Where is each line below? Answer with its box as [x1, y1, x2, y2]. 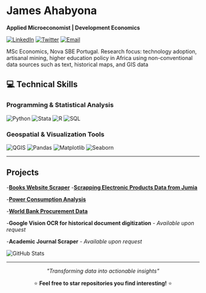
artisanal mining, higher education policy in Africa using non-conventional [6, 54, 193, 61]
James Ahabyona [6, 4, 97, 18]
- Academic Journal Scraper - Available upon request [6, 237, 142, 245]
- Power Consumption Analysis [6, 196, 86, 203]
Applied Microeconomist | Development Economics [6, 24, 140, 31]
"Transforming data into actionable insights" [47, 267, 159, 275]
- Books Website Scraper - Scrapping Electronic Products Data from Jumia [6, 183, 198, 191]
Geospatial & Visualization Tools [6, 130, 105, 139]
